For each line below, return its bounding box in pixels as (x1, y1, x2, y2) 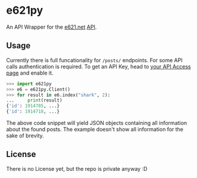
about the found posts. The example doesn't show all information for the (6, 126, 183, 133)
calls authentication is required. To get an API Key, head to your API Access (6, 63, 191, 70)
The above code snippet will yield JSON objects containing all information (6, 119, 187, 126)
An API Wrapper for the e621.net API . (6, 23, 97, 30)
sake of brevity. (6, 132, 45, 139)
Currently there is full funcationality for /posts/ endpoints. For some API (6, 56, 183, 63)
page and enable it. (6, 69, 54, 76)
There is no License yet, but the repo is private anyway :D (6, 165, 148, 172)
